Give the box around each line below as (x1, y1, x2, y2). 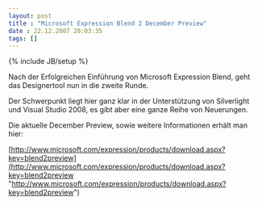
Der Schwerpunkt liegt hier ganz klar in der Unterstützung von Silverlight (8, 96, 250, 106)
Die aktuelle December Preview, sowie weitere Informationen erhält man (8, 120, 248, 130)
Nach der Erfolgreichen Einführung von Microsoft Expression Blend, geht (8, 72, 251, 82)
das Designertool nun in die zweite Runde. (8, 81, 149, 90)
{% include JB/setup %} (8, 56, 89, 66)
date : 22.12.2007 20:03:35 (8, 27, 103, 35)
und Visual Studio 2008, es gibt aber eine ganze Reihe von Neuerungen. (8, 105, 248, 115)
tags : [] (8, 34, 38, 43)
